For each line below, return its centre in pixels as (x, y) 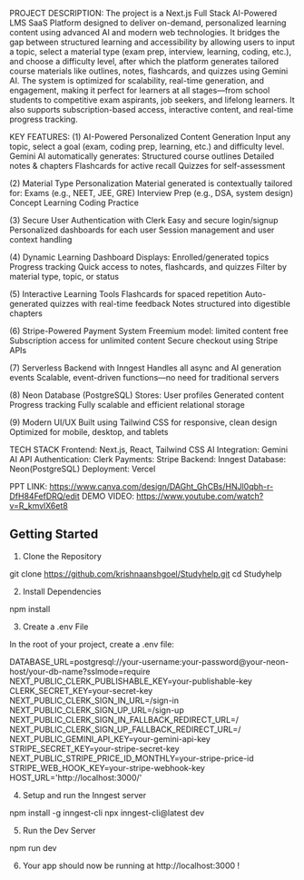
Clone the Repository (62, 556)
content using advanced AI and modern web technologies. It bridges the (145, 32)
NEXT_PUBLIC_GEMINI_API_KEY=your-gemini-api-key (110, 738)
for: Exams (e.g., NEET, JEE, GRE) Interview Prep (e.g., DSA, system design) (151, 193)
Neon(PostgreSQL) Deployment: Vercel (83, 469)
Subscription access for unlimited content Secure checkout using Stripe (144, 341)
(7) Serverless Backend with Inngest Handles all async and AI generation (146, 368)
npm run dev (33, 847)
